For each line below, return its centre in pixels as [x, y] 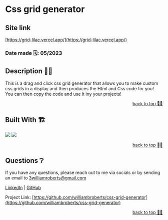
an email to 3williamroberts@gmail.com [46, 178]
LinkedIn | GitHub [23, 188]
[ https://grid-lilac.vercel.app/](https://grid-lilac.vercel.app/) [66, 40]
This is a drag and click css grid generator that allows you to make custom [82, 83]
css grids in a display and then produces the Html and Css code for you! [79, 88]
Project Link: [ [19, 197]
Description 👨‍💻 [29, 71]
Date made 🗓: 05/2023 [34, 53]
